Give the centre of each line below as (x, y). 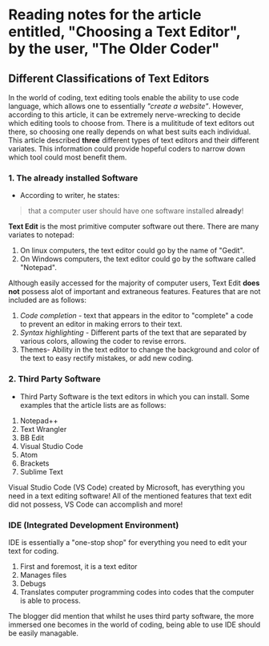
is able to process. (50, 600)
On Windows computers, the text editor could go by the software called (138, 259)
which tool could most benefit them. (68, 157)
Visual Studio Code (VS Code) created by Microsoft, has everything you (127, 487)
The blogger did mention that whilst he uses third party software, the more (131, 616)
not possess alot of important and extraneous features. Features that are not (134, 292)
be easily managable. (43, 633)
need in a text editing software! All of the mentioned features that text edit (130, 495)
